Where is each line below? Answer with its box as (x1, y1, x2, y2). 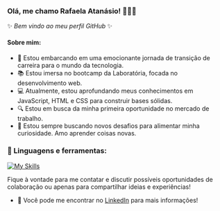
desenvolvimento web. (17, 79, 83, 87)
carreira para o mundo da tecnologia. (17, 61, 124, 69)
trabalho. (17, 114, 44, 122)
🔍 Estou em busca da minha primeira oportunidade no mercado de (17, 104, 210, 113)
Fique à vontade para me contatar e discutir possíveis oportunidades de (7, 175, 213, 183)
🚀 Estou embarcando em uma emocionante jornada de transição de (17, 53, 210, 62)
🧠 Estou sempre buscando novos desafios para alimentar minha (17, 121, 200, 130)
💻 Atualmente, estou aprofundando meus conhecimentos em (17, 86, 194, 95)
